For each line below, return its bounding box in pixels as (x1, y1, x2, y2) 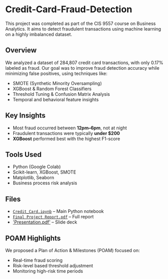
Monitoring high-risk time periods (12, 268, 83, 274)
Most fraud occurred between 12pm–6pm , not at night (12, 125, 127, 131)
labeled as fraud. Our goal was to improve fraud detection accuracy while (5, 65, 159, 71)
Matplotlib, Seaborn (12, 175, 54, 181)
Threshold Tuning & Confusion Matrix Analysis (12, 91, 110, 97)
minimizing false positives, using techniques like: (5, 70, 108, 76)
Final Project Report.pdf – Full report (12, 214, 94, 220)
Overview (5, 46, 37, 54)
